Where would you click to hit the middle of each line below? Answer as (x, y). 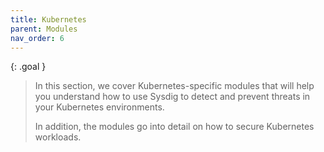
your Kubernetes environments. (99, 107)
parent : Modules (44, 29)
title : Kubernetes (48, 19)
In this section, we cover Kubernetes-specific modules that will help (174, 86)
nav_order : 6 (37, 38)
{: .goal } (28, 67)
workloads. (58, 137)
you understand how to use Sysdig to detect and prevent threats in (172, 97)
